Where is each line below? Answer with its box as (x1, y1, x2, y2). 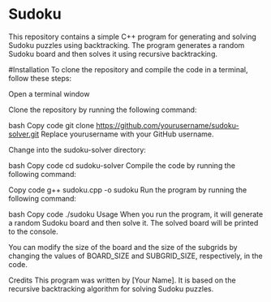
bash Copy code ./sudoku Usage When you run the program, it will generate (8, 209, 264, 219)
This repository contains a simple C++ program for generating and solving (8, 32, 257, 41)
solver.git (8, 129, 39, 139)
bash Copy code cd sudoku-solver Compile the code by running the (8, 160, 235, 170)
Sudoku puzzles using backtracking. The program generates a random (8, 40, 245, 50)
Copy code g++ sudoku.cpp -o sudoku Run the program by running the (8, 184, 247, 195)
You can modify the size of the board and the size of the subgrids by (8, 242, 238, 252)
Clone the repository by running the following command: (8, 105, 197, 114)
